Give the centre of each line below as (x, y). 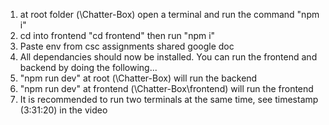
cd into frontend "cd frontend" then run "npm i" (117, 35)
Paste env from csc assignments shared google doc (127, 46)
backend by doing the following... (88, 67)
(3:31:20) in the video (63, 110)
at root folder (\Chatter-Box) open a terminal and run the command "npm (169, 14)
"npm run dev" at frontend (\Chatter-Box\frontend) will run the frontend (166, 88)
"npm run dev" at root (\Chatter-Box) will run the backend (138, 78)
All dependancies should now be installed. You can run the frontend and (168, 57)
